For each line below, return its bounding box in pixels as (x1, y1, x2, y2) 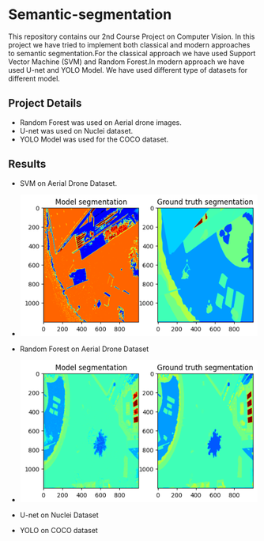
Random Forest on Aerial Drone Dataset (19, 344, 149, 354)
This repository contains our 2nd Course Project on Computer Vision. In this (8, 32, 255, 41)
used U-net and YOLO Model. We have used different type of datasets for (8, 65, 248, 74)
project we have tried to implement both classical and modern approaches (8, 40, 251, 49)
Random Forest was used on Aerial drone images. (19, 117, 182, 127)
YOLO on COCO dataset (19, 525, 99, 535)
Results (8, 157, 47, 171)
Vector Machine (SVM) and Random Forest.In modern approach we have (8, 57, 245, 66)
